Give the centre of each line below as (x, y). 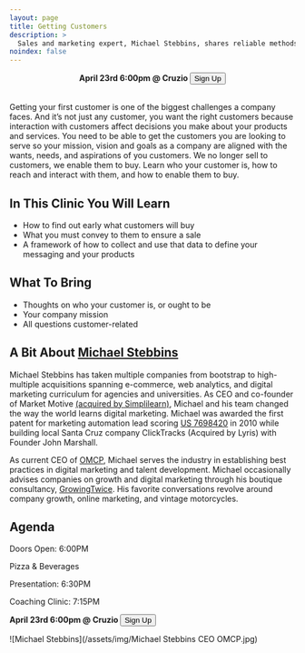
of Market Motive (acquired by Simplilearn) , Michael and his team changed (149, 403)
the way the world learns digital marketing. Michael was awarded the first (147, 413)
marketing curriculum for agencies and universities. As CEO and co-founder (152, 394)
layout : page (34, 18)
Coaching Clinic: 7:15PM (54, 602)
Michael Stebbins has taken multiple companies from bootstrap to (133, 375)
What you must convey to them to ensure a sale (112, 235)
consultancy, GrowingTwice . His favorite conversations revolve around (141, 488)
